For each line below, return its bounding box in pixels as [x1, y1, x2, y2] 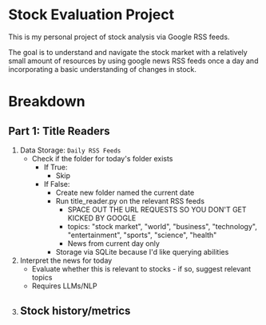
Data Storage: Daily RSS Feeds [19, 145, 121, 155]
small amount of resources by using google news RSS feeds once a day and [8, 56, 259, 65]
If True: [43, 162, 68, 172]
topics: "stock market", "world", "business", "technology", [67, 221, 257, 231]
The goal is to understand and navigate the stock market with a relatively [8, 47, 248, 57]
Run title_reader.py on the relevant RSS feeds [55, 196, 205, 205]
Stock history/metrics [19, 304, 131, 318]
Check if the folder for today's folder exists [31, 153, 173, 163]
